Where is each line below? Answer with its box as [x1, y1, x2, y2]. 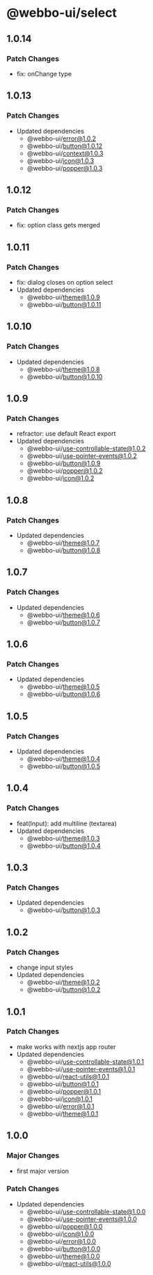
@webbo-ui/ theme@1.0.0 [26, 1252, 100, 1260]
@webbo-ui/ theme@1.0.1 [26, 1109, 99, 1118]
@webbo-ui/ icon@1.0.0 [26, 1230, 95, 1238]
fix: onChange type [16, 69, 72, 78]
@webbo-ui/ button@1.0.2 [26, 985, 101, 994]
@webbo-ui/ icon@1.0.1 [26, 1095, 93, 1103]
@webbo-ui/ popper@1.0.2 [26, 466, 103, 475]
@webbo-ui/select [6, 5, 118, 21]
